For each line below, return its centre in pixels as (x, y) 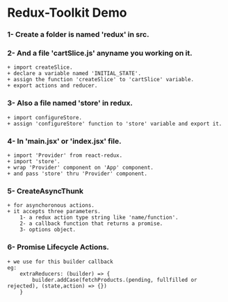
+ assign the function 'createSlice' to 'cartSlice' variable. (101, 80)
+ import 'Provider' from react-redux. (65, 156)
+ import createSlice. (40, 67)
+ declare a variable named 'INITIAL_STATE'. (74, 74)
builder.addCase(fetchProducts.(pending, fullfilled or (115, 280)
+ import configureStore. (44, 117)
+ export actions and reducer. (52, 86)
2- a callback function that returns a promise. (91, 224)
